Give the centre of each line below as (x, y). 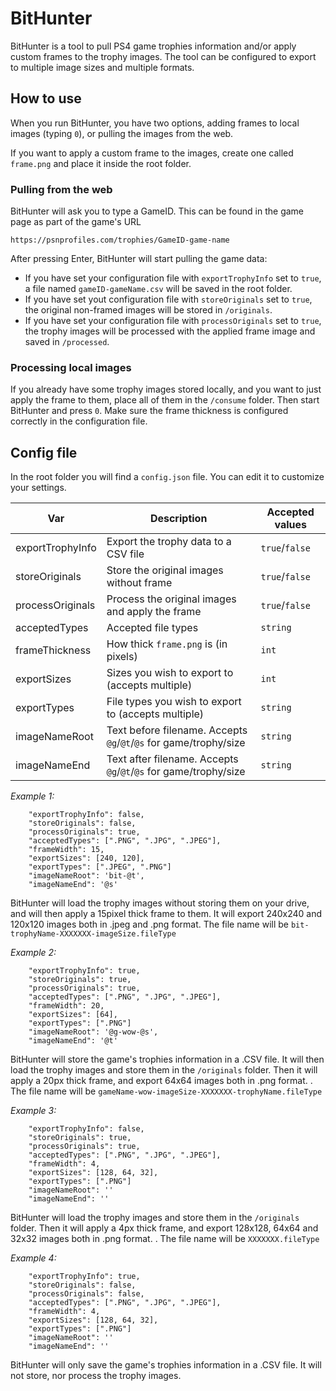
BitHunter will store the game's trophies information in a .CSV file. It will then (167, 1059)
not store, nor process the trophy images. (96, 1376)
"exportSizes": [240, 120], (86, 858)
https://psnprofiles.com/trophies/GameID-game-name (120, 240)
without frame (139, 583)
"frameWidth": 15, (66, 850)
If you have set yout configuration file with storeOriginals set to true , (168, 299)
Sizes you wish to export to (170, 673)
